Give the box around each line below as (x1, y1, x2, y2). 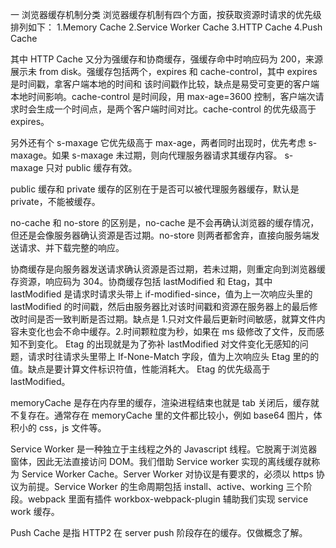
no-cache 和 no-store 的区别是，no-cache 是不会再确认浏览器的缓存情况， (10, 217, 320, 228)
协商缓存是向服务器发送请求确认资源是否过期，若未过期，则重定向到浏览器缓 (10, 263, 326, 275)
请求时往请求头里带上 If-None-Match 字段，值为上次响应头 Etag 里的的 (27, 351, 320, 362)
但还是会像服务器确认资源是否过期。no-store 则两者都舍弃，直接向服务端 (10, 229, 312, 241)
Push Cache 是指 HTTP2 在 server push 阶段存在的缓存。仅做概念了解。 (10, 527, 308, 538)
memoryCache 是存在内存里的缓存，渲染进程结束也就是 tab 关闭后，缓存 (10, 397, 311, 408)
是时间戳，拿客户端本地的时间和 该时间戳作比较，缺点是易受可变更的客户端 (10, 78, 320, 90)
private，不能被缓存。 (10, 196, 101, 207)
